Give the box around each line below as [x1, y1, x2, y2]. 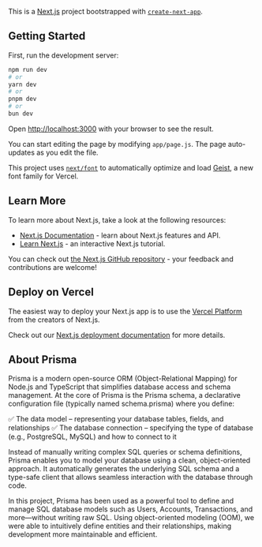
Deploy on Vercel [8, 286, 95, 299]
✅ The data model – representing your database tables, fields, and [8, 414, 224, 424]
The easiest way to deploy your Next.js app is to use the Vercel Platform [8, 306, 243, 316]
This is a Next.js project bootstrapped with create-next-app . [8, 7, 204, 16]
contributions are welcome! [8, 262, 97, 272]
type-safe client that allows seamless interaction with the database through [8, 473, 253, 482]
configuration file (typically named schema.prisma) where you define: [8, 399, 235, 409]
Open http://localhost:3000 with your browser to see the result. [8, 124, 215, 133]
